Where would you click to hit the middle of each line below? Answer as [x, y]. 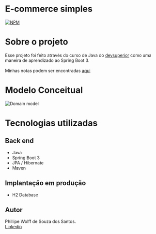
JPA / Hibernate [28, 162]
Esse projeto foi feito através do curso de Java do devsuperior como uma [78, 55]
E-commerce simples [49, 9]
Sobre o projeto [37, 42]
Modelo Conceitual [44, 90]
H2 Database [25, 195]
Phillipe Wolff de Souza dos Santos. [40, 221]
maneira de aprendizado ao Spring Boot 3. [47, 60]
